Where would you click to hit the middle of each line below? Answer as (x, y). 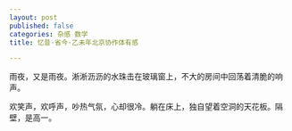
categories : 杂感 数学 (49, 34)
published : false (42, 26)
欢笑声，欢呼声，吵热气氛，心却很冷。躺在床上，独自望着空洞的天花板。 (142, 107)
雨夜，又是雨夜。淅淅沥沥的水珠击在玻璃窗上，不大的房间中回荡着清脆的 (142, 77)
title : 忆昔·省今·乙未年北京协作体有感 (74, 42)
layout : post (33, 17)
